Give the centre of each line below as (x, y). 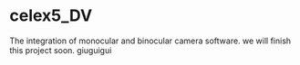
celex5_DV (51, 16)
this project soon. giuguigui (61, 50)
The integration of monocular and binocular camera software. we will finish (150, 41)
